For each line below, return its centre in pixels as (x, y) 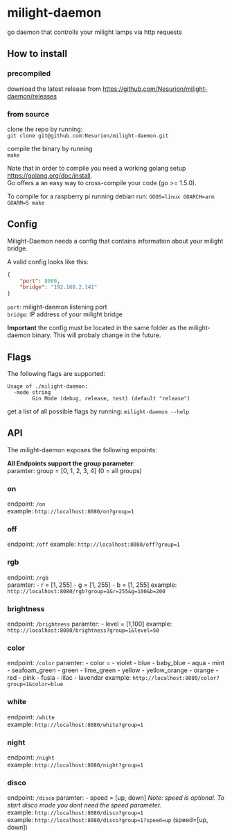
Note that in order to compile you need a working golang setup (97, 168)
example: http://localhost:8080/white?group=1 (75, 724)
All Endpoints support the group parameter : (71, 463)
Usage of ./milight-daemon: (48, 386)
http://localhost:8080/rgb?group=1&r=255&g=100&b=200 (87, 591)
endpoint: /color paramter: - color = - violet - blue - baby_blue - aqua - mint (116, 663)
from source (28, 114)
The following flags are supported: (56, 374)
